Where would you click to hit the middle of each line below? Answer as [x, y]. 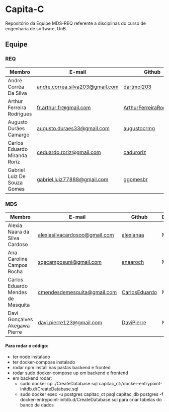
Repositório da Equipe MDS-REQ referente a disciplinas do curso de [76, 23]
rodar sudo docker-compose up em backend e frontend [70, 373]
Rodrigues [20, 113]
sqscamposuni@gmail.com [70, 262]
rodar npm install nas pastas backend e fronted [61, 368]
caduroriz [135, 152]
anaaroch [133, 262]
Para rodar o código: [27, 345]
